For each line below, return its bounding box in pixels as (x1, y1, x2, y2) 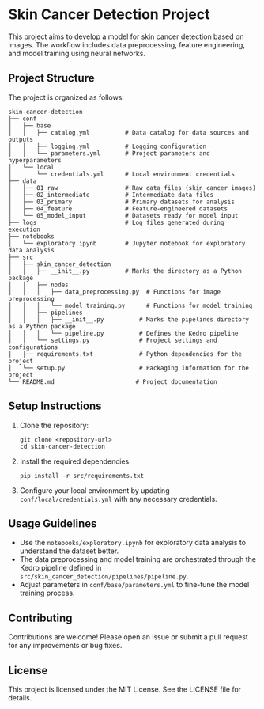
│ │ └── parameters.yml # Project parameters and (8, 149, 211, 157)
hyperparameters (8, 156, 62, 164)
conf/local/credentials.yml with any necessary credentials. (19, 494, 217, 503)
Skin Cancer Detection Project (8, 6, 210, 24)
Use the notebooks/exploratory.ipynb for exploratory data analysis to (19, 538, 247, 548)
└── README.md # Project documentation (8, 377, 217, 385)
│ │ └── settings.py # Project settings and (8, 336, 217, 344)
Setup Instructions (8, 400, 102, 413)
